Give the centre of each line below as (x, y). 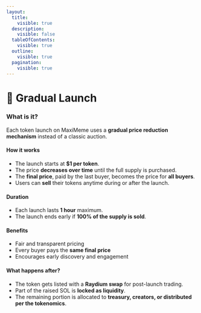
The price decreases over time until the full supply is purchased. (96, 170)
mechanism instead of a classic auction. (57, 136)
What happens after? (33, 271)
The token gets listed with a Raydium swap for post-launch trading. (99, 284)
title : (20, 18)
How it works (23, 150)
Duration (18, 196)
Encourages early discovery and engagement (72, 257)
